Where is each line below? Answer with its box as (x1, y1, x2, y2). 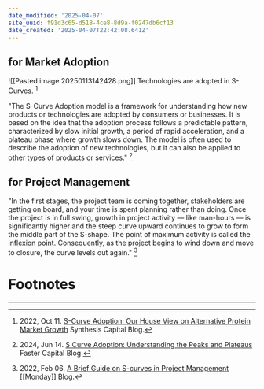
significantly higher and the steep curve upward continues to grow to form (8, 221, 249, 231)
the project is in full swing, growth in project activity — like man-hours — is (8, 213, 251, 223)
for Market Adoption (8, 55, 110, 69)
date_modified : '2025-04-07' (8, 11, 104, 20)
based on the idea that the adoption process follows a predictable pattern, (8, 117, 248, 127)
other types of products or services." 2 (8, 151, 134, 162)
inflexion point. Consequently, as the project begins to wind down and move (8, 238, 254, 248)
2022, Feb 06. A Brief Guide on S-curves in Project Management (19, 363, 229, 372)
